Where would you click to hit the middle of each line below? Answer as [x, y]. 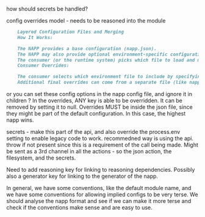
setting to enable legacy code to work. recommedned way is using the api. [100, 138]
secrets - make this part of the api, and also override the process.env [93, 132]
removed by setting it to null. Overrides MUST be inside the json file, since [100, 107]
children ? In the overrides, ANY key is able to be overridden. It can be [95, 101]
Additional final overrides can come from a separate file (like [102, 83]
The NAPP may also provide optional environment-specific [92, 54]
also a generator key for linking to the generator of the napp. [82, 176]
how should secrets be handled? [47, 9]
